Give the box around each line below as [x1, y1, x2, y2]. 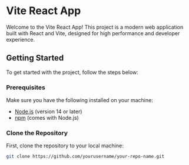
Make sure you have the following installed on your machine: [6, 97, 153, 104]
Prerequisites [6, 83, 45, 92]
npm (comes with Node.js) [14, 115, 79, 122]
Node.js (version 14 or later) [14, 108, 82, 115]
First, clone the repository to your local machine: [6, 142, 124, 149]
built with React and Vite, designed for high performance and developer [6, 29, 180, 36]
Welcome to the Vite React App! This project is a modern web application [6, 23, 184, 31]
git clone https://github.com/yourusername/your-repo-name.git [6, 154, 165, 160]
